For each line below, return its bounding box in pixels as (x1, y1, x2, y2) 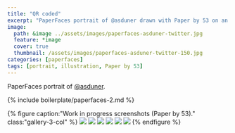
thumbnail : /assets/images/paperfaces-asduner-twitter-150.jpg (13, 50, 203, 57)
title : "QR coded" (7, 10, 61, 18)
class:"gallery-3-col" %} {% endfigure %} (7, 118, 182, 126)
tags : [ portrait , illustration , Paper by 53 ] (7, 63, 143, 70)
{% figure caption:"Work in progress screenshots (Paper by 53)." (7, 109, 196, 118)
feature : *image (13, 37, 61, 44)
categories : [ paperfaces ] (7, 56, 83, 63)
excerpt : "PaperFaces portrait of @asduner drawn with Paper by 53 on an (7, 17, 229, 24)
